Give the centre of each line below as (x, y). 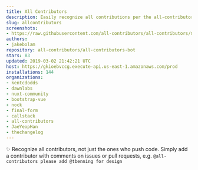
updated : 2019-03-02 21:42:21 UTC (49, 61)
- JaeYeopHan (22, 127)
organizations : (25, 77)
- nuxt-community (27, 94)
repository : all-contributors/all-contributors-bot (71, 50)
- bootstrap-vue (26, 99)
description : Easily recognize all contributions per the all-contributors (101, 17)
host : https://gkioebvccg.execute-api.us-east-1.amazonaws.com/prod (92, 66)
